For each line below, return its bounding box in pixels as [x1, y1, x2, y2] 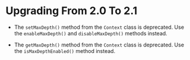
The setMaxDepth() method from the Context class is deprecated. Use [14, 24, 185, 31]
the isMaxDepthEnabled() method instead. [14, 47, 116, 54]
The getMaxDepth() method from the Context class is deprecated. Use [14, 41, 185, 48]
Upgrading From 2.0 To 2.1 [5, 4, 138, 18]
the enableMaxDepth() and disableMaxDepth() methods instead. [14, 29, 167, 36]
